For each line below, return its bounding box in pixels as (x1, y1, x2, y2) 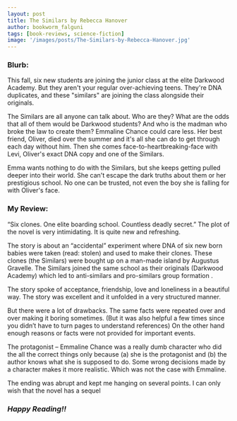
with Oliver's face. (7, 186, 60, 195)
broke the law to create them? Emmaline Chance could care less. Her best (7, 127, 223, 136)
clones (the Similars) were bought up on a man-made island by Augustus (7, 256, 219, 265)
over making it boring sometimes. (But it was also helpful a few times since (7, 313, 225, 322)
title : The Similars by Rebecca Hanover (7, 17, 128, 24)
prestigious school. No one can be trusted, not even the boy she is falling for (7, 178, 230, 188)
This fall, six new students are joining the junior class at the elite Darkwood (7, 76, 224, 85)
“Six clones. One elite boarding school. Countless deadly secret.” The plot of (7, 220, 230, 229)
